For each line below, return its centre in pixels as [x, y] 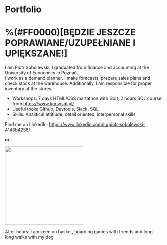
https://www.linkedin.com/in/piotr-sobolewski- [97, 125]
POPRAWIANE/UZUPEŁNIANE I [70, 43]
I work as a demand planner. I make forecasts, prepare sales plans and [78, 78]
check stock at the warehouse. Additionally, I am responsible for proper [79, 83]
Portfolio [23, 9]
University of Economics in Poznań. [42, 73]
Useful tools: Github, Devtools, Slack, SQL [55, 109]
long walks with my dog [29, 237]
